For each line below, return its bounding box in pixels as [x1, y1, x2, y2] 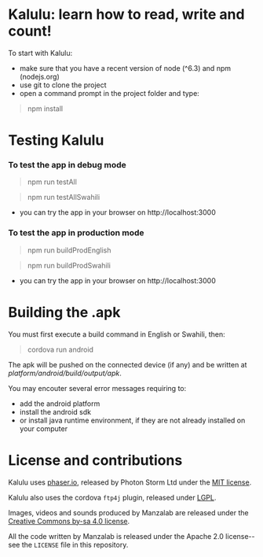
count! [8, 22, 53, 40]
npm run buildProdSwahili [27, 260, 111, 270]
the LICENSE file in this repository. [21, 540, 129, 549]
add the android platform [19, 399, 100, 408]
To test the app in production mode [8, 227, 144, 238]
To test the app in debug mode [8, 160, 127, 171]
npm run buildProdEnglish [27, 245, 111, 255]
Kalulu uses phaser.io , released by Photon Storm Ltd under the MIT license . [8, 478, 252, 487]
